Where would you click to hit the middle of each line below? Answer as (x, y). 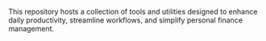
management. (31, 29)
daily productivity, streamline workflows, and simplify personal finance (126, 20)
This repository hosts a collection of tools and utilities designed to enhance (133, 12)
